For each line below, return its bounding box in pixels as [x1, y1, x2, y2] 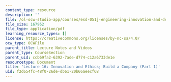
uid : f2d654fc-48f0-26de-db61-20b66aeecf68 [5, 69, 99, 74]
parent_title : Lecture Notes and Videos [5, 45, 93, 50]
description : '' [5, 12, 40, 17]
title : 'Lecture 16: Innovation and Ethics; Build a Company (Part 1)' [5, 64, 160, 69]
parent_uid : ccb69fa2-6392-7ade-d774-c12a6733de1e [5, 54, 115, 60]
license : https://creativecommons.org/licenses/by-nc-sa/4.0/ [5, 36, 140, 41]
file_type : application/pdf [5, 26, 65, 32]
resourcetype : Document [5, 60, 56, 65]
